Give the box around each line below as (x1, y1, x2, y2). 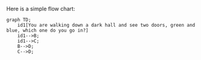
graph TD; (6, 17, 32, 23)
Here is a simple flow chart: (6, 5, 75, 12)
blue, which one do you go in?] (6, 27, 89, 33)
